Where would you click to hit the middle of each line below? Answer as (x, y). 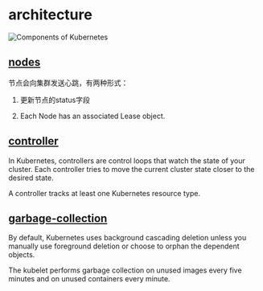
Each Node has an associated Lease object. (92, 116)
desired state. (31, 178)
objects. (22, 255)
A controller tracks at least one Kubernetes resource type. (105, 193)
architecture (50, 15)
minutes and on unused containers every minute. (89, 279)
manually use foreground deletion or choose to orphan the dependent (124, 246)
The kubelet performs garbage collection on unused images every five (125, 270)
